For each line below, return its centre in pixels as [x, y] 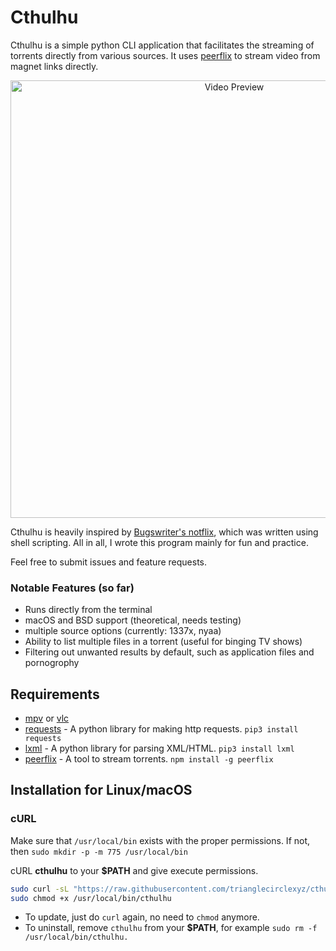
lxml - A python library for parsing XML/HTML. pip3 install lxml [159, 748]
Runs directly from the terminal [88, 610]
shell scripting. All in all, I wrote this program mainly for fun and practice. [159, 542]
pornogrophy [52, 663]
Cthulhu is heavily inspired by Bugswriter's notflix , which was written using [164, 532]
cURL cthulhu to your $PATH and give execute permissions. [134, 870]
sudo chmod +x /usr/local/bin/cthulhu [91, 898]
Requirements [55, 694]
